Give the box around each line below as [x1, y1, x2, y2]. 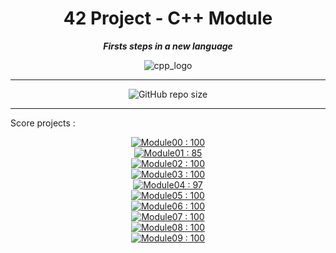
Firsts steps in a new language [103, 40, 233, 52]
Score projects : [10, 117, 76, 129]
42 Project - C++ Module [63, 7, 273, 30]
